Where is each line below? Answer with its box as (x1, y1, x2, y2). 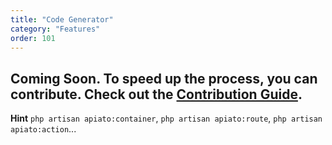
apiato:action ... (10, 123, 77, 135)
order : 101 (10, 33, 56, 43)
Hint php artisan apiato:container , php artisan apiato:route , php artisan (10, 112, 323, 125)
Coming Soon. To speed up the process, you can (10, 70, 318, 87)
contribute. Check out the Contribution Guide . (10, 86, 303, 103)
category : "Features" (10, 24, 101, 34)
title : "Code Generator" (10, 14, 114, 25)
